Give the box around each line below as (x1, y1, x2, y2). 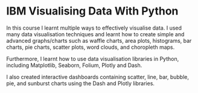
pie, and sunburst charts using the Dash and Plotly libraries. (6, 80, 155, 87)
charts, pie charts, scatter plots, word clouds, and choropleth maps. (6, 43, 175, 51)
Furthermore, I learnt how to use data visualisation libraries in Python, (6, 55, 179, 62)
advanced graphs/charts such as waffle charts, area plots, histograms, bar (6, 37, 192, 44)
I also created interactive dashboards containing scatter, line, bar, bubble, (6, 73, 189, 80)
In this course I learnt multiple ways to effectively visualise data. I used (6, 24, 182, 31)
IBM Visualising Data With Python (6, 4, 179, 18)
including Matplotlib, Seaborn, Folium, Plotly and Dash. (6, 62, 142, 69)
